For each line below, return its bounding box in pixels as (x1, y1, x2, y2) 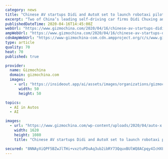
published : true (5, 54, 39, 59)
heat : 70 (5, 49, 23, 54)
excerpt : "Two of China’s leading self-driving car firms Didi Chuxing (5, 17, 157, 22)
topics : (5, 100, 21, 105)
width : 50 (18, 86, 39, 91)
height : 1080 (14, 132, 41, 137)
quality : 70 (5, 45, 30, 50)
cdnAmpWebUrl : (5, 36, 35, 41)
